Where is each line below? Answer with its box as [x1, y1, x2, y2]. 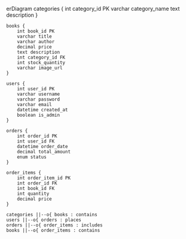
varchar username [17, 91, 60, 97]
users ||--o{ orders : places [6, 217, 82, 223]
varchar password [17, 96, 60, 102]
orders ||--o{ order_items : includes [6, 222, 103, 228]
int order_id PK [17, 133, 58, 139]
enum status [17, 154, 47, 160]
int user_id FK [17, 138, 55, 144]
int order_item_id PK [17, 175, 71, 181]
